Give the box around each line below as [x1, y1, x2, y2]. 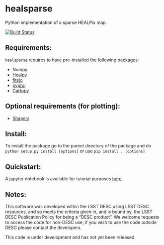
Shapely [12, 115, 29, 121]
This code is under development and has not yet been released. [5, 235, 136, 240]
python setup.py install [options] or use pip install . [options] [5, 148, 146, 154]
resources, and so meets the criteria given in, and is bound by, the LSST [5, 209, 153, 215]
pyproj [12, 82, 26, 88]
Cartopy [12, 88, 29, 94]
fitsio [12, 77, 23, 83]
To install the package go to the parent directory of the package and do [5, 143, 152, 149]
